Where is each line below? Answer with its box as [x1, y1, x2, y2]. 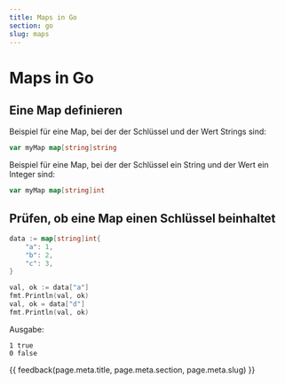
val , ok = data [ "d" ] [9, 300, 86, 309]
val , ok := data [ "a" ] [9, 283, 90, 293]
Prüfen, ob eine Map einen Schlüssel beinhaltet [9, 210, 276, 226]
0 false [9, 349, 38, 357]
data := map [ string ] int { [9, 234, 101, 243]
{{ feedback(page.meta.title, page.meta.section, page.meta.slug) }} [9, 364, 256, 375]
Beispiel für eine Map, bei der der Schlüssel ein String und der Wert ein [9, 160, 269, 170]
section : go [9, 21, 53, 30]
